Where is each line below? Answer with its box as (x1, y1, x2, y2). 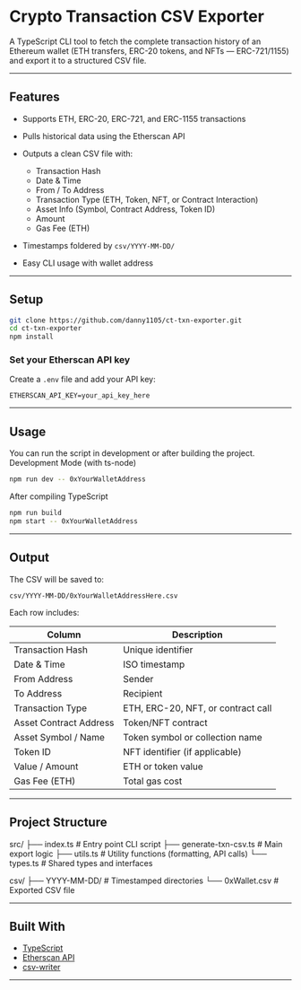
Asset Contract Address (13, 716, 115, 729)
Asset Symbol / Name (13, 731, 106, 743)
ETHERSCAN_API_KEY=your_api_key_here (9, 391, 150, 400)
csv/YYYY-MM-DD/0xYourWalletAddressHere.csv (9, 591, 178, 600)
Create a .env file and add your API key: (9, 374, 156, 385)
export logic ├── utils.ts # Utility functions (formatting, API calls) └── (9, 848, 267, 859)
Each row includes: (9, 607, 80, 618)
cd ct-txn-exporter (9, 324, 82, 333)
